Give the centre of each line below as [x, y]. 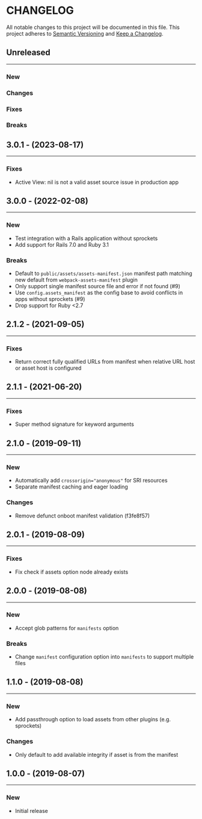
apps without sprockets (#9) [50, 299]
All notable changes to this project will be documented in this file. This [93, 27]
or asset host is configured [48, 368]
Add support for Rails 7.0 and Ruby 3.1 [62, 244]
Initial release [31, 811]
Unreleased [29, 53]
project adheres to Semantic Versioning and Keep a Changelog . [85, 33]
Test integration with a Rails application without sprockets [86, 238]
